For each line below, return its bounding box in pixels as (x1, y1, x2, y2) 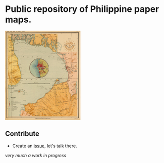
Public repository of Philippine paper (5, 3, 160, 15)
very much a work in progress (5, 152, 67, 158)
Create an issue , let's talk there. (12, 143, 77, 149)
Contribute (5, 130, 40, 138)
